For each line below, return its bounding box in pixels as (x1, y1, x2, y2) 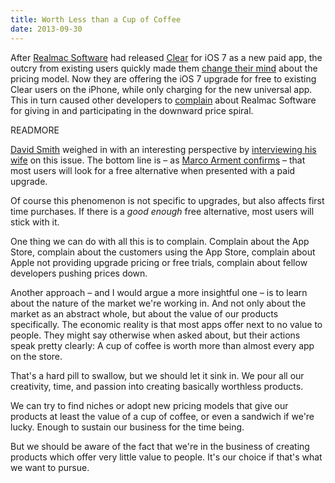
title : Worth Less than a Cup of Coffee (10, 14, 182, 25)
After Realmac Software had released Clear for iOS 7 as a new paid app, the (10, 51, 323, 63)
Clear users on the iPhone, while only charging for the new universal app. (10, 83, 313, 95)
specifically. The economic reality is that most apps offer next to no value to (10, 318, 323, 330)
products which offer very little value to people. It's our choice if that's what (10, 451, 323, 463)
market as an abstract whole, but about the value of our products (10, 307, 279, 320)
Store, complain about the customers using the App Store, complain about (10, 246, 316, 258)
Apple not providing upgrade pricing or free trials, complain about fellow (10, 256, 308, 268)
